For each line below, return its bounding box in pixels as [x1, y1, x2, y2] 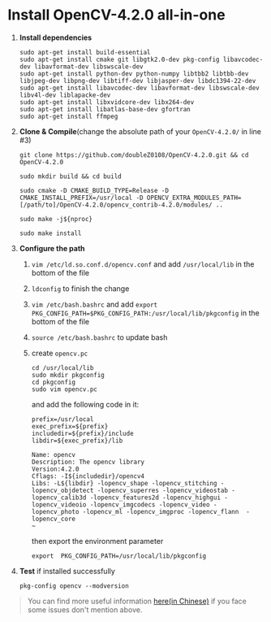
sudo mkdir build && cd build [19, 172, 123, 181]
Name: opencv [31, 450, 76, 459]
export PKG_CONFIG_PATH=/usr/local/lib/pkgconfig [31, 551, 207, 560]
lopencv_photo [31, 507, 80, 515]
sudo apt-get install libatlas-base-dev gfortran [19, 105, 191, 113]
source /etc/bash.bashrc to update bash [31, 332, 168, 342]
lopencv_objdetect [31, 486, 94, 494]
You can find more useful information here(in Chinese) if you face [27, 596, 247, 606]
